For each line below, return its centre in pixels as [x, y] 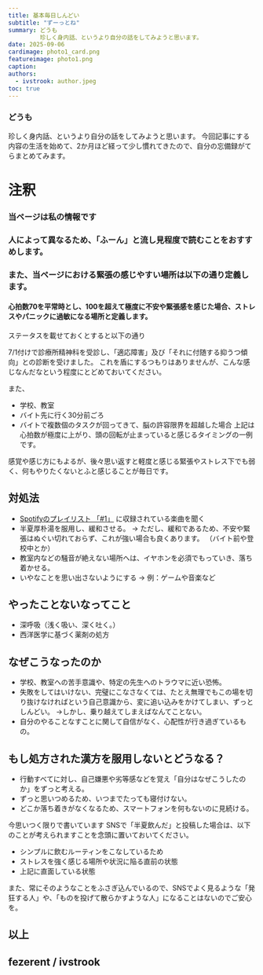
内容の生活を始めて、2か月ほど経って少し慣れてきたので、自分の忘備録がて [130, 145]
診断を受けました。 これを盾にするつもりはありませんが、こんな [139, 361]
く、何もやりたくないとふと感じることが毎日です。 [90, 471]
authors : [22, 74]
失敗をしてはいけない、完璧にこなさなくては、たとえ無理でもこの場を [133, 692]
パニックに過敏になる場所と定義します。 [87, 317]
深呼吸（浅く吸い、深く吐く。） [69, 625]
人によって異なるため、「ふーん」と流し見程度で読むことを [119, 240]
